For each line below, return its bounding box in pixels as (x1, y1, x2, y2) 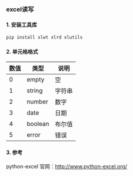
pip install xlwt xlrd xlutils (6, 34, 83, 41)
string (26, 87, 43, 95)
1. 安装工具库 (6, 21, 37, 28)
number (26, 97, 49, 106)
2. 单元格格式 (6, 48, 38, 55)
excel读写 (6, 5, 34, 13)
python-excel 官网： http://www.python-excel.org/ (6, 163, 128, 170)
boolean (26, 120, 49, 128)
